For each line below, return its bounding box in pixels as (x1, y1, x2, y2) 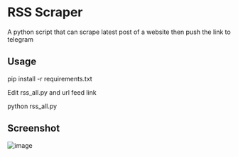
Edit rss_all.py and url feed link (7, 88, 97, 96)
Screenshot (7, 122, 60, 134)
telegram (7, 35, 34, 43)
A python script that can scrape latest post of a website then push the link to (7, 28, 231, 36)
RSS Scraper (7, 4, 83, 21)
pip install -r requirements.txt (7, 74, 92, 83)
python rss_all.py (7, 102, 58, 110)
